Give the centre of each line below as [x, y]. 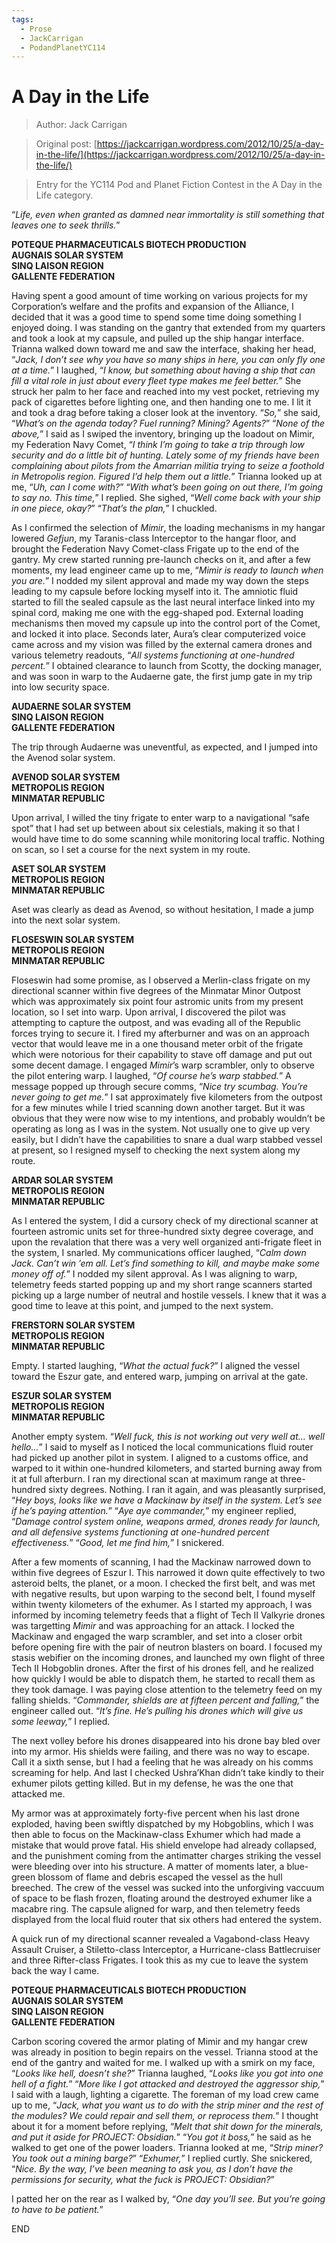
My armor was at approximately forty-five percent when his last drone [155, 1813]
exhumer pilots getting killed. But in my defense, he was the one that [152, 1783]
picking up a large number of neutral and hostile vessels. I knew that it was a [169, 1295]
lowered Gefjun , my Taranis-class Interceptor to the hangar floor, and [154, 538]
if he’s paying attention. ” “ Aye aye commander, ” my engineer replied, [154, 1511]
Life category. [64, 195]
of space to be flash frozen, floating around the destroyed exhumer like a [162, 1898]
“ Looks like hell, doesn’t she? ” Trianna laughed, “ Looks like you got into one [167, 2073]
